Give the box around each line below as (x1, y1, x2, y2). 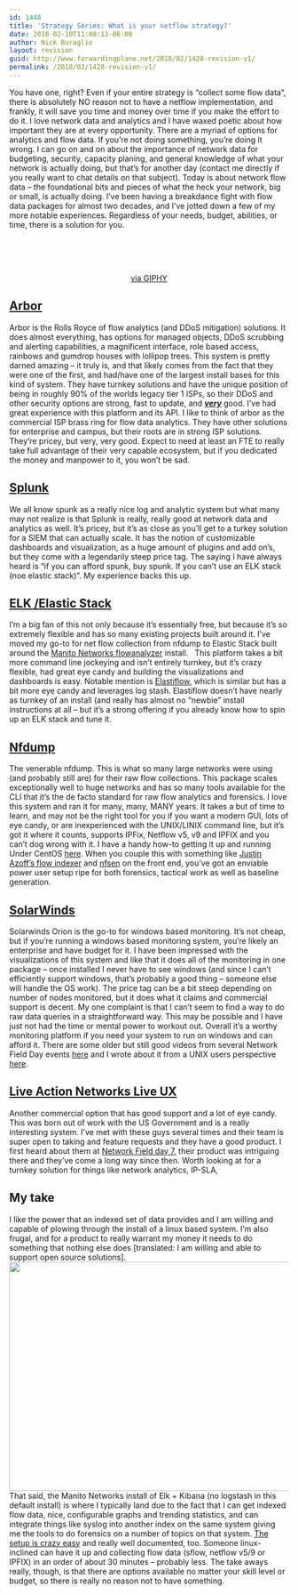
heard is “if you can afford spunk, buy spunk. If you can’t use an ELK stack (9, 560, 282, 571)
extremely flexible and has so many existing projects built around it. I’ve (9, 629, 271, 640)
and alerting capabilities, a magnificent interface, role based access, (9, 341, 259, 351)
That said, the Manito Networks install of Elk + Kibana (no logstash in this (9, 1490, 277, 1501)
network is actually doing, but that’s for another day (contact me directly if (9, 162, 280, 173)
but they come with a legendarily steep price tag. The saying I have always (9, 551, 282, 561)
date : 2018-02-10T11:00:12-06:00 (9, 29, 133, 38)
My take (9, 1190, 55, 1205)
